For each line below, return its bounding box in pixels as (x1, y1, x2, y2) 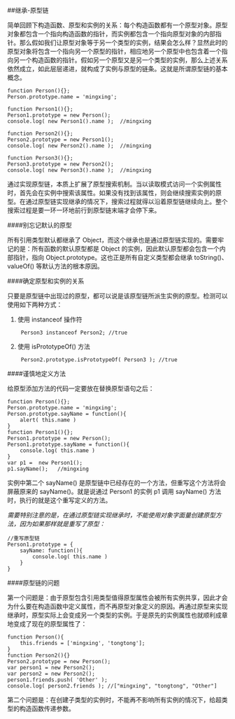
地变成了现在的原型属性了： (7, 620, 87, 627)
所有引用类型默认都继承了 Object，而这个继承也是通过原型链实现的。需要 (7, 236, 218, 244)
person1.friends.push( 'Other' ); (7, 676, 108, 683)
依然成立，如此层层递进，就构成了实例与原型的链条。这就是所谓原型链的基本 (7, 65, 228, 73)
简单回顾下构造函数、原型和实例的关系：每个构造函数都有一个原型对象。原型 (7, 21, 228, 29)
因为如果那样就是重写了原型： (19, 520, 106, 528)
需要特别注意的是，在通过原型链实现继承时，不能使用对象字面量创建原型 (7, 511, 215, 519)
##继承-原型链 (7, 6, 49, 14)
